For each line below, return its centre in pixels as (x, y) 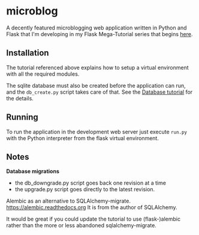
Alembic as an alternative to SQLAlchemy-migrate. (68, 201)
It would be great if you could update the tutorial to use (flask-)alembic (94, 219)
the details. (20, 98)
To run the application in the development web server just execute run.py (97, 132)
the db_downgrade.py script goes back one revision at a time (91, 183)
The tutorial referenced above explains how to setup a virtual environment (97, 67)
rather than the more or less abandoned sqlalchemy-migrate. (82, 225)
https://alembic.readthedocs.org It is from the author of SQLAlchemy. (92, 207)
